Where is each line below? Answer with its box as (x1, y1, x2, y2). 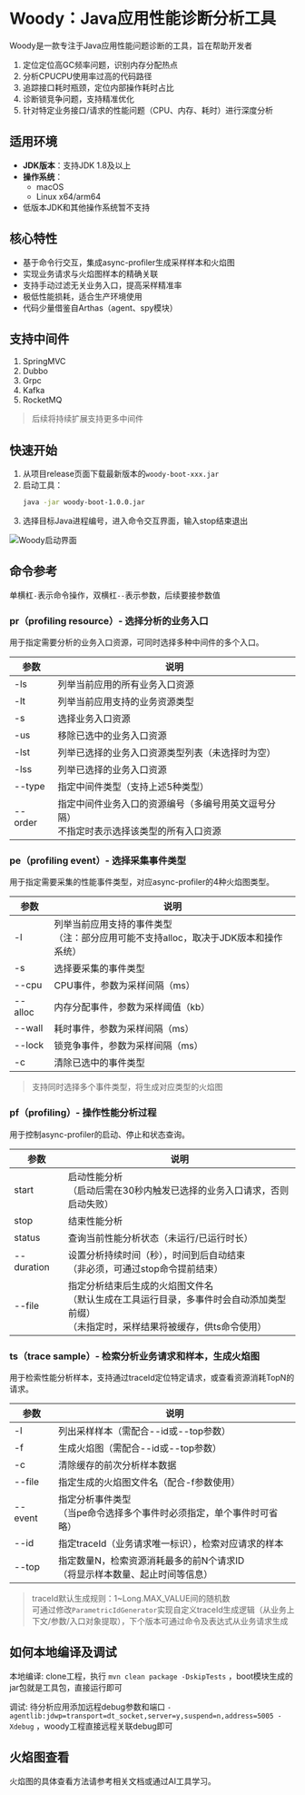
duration (14, 1260, 50, 1273)
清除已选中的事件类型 (54, 1056, 145, 1069)
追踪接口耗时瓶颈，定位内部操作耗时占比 (22, 82, 174, 93)
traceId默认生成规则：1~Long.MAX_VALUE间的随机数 (31, 1593, 231, 1604)
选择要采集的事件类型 (54, 962, 145, 975)
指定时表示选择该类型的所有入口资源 (66, 825, 221, 838)
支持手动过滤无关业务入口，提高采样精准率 (22, 279, 182, 291)
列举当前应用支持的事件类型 (54, 918, 172, 931)
